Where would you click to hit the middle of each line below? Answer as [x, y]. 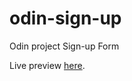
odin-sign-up [65, 18]
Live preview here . [47, 65]
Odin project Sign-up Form [64, 46]
